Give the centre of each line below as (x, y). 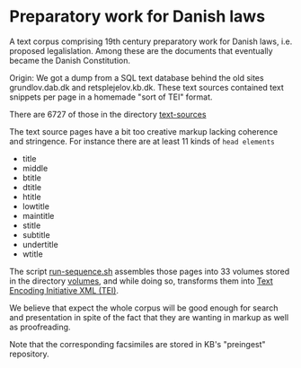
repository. (29, 354)
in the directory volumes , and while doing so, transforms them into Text (142, 281)
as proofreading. (40, 327)
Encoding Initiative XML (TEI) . (64, 290)
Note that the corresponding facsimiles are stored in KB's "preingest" (138, 344)
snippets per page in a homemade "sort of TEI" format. (111, 97)
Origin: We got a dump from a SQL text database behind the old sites (137, 77)
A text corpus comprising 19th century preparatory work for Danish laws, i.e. (151, 41)
